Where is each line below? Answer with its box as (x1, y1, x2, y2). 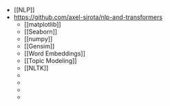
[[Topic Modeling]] (23, 57, 77, 64)
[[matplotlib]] (23, 21, 61, 28)
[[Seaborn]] (23, 27, 57, 36)
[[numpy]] (23, 35, 53, 43)
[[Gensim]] (23, 42, 55, 50)
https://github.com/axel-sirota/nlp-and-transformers (13, 13, 163, 21)
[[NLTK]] (23, 64, 49, 72)
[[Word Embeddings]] (23, 49, 86, 57)
